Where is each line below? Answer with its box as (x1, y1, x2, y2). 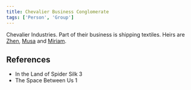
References (6, 55, 51, 65)
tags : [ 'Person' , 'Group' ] (6, 14, 74, 20)
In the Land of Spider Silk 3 (14, 70, 83, 78)
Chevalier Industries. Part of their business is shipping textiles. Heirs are (6, 31, 185, 38)
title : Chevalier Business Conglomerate (6, 8, 110, 15)
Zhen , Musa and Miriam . (6, 37, 67, 44)
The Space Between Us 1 (14, 77, 78, 84)
